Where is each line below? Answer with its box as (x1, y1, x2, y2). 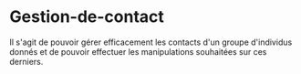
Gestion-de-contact (9, 6, 164, 27)
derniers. (9, 56, 44, 67)
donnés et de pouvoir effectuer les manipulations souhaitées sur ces (9, 46, 267, 57)
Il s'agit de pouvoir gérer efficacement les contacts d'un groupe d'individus (9, 37, 293, 48)
